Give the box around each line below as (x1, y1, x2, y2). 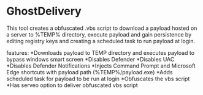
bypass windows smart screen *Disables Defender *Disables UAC (6, 55, 175, 63)
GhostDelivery (6, 4, 82, 18)
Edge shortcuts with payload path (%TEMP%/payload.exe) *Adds (6, 68, 173, 76)
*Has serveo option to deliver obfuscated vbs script (6, 81, 138, 89)
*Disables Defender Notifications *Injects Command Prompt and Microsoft (6, 62, 196, 69)
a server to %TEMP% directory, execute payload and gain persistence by (6, 30, 192, 38)
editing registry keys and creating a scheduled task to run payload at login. (6, 37, 196, 44)
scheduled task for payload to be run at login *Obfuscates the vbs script (6, 75, 190, 82)
